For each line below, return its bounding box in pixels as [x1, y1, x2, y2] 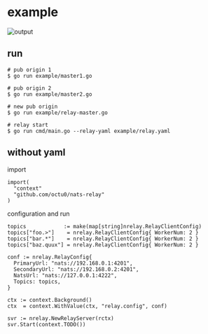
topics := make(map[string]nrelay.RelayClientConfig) [7, 223, 202, 230]
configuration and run [7, 209, 70, 218]
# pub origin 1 [7, 66, 52, 74]
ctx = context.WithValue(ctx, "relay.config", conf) [7, 302, 168, 309]
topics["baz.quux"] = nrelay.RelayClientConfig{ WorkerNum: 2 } [7, 241, 199, 249]
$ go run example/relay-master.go [7, 109, 109, 116]
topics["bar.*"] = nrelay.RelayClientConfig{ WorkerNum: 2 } [7, 235, 199, 242]
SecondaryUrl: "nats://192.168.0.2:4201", [13, 265, 139, 273]
